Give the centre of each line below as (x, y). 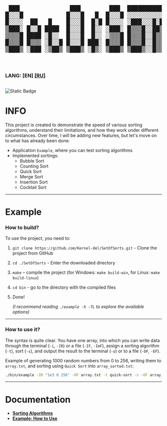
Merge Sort (31, 176)
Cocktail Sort (33, 187)
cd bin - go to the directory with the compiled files (64, 287)
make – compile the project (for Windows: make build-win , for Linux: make (86, 272)
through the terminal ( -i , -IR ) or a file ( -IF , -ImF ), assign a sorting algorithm (83, 345)
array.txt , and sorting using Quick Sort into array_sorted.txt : (70, 366)
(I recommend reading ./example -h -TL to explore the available (78, 307)
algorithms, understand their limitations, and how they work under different (82, 130)
